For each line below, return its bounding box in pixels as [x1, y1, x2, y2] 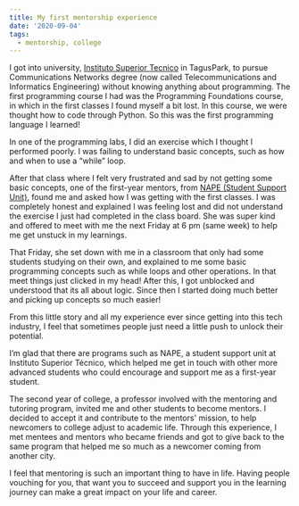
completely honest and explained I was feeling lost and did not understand [9, 202, 284, 212]
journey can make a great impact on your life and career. [9, 487, 218, 498]
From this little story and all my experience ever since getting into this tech [9, 311, 283, 322]
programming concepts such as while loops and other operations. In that [9, 266, 277, 277]
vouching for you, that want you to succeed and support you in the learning [9, 477, 287, 488]
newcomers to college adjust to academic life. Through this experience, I [9, 422, 278, 433]
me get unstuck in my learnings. [9, 229, 128, 241]
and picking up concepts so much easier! [9, 294, 162, 305]
